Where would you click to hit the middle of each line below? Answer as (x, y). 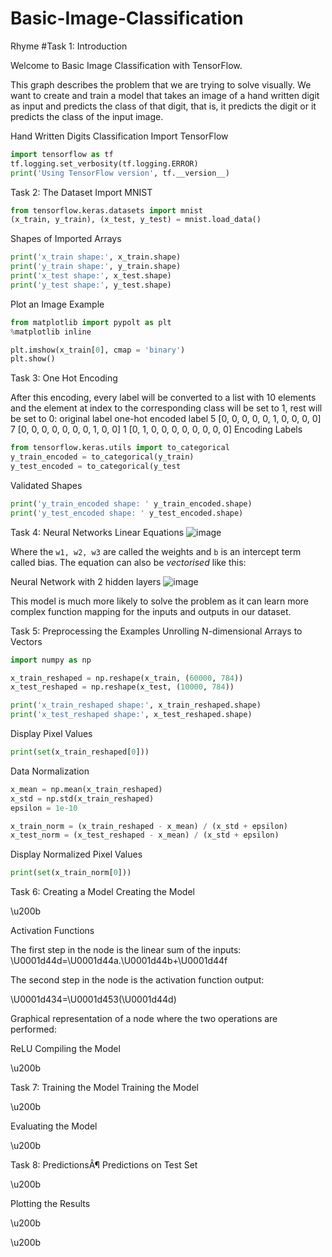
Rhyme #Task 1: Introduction (69, 46)
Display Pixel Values (51, 734)
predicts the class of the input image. (87, 116)
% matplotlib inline (51, 332)
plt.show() (33, 359)
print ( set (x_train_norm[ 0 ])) (71, 873)
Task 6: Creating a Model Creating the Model (102, 892)
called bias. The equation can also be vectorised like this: (128, 562)
